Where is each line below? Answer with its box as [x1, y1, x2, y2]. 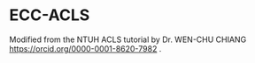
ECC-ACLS [9, 5, 90, 25]
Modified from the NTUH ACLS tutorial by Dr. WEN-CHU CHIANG [9, 34, 247, 45]
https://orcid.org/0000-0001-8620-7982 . [9, 43, 162, 53]
